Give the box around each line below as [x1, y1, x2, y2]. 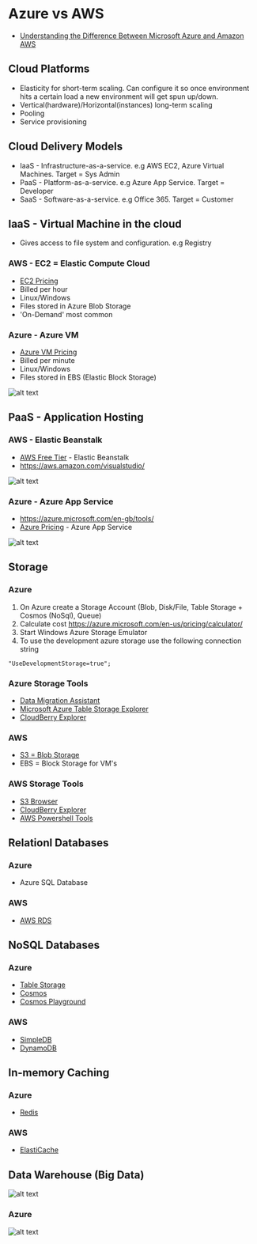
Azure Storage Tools [8, 678, 89, 689]
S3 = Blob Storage [19, 751, 80, 760]
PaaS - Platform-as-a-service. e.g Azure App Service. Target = [19, 177, 225, 187]
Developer [19, 186, 54, 195]
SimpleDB [19, 1034, 52, 1044]
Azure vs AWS [8, 5, 104, 23]
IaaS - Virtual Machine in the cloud [8, 217, 182, 230]
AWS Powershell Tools [19, 813, 93, 822]
